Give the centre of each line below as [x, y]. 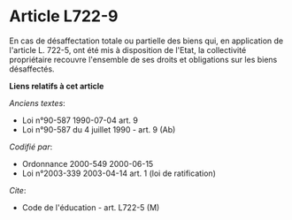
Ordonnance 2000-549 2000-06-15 [88, 163]
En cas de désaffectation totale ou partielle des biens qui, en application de [146, 41]
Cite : [18, 190]
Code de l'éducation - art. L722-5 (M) [91, 207]
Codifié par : [31, 147]
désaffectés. [32, 69]
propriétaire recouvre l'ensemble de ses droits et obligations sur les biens [143, 59]
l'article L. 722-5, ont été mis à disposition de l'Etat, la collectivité [128, 49]
